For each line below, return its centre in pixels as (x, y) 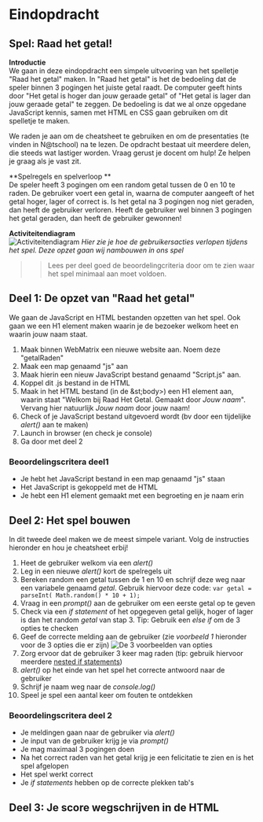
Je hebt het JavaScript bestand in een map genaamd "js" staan (123, 479)
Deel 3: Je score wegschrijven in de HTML (114, 807)
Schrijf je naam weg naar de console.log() (88, 687)
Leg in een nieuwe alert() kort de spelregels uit (96, 571)
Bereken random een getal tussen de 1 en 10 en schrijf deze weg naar (133, 579)
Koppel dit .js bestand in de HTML (75, 382)
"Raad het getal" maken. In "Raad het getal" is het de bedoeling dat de (122, 79)
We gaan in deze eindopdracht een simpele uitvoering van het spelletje (124, 71)
